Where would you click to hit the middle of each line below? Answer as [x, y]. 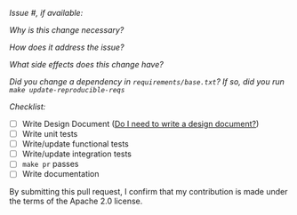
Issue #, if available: [46, 13]
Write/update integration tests [76, 154]
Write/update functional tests [75, 144]
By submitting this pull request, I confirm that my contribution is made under [148, 192]
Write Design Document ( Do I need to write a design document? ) [140, 124]
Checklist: [28, 107]
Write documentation [60, 174]
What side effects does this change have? [87, 64]
